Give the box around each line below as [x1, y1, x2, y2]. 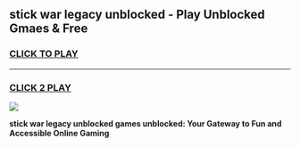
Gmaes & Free [9, 21, 88, 37]
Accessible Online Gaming [9, 127, 110, 138]
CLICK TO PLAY [9, 48, 79, 61]
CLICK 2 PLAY [9, 81, 71, 94]
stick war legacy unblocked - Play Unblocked [9, 7, 265, 22]
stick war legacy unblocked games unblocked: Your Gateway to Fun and [9, 118, 282, 128]
